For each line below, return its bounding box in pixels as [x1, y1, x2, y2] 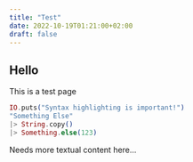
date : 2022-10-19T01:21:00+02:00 [9, 21, 133, 30]
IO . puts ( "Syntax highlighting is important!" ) [9, 103, 185, 112]
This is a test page [9, 86, 77, 97]
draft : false [9, 29, 58, 38]
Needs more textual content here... [9, 144, 137, 155]
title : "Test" [9, 12, 62, 22]
